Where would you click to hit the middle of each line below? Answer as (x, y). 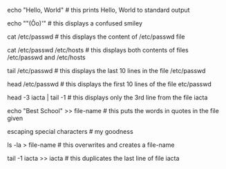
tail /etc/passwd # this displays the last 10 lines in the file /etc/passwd (106, 71)
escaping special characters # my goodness (70, 131)
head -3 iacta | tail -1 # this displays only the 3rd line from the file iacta (107, 97)
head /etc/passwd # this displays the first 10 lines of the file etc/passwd (110, 84)
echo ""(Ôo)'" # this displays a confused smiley (75, 23)
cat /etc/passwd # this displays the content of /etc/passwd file (96, 37)
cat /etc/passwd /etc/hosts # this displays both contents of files (98, 50)
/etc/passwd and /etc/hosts (46, 57)
